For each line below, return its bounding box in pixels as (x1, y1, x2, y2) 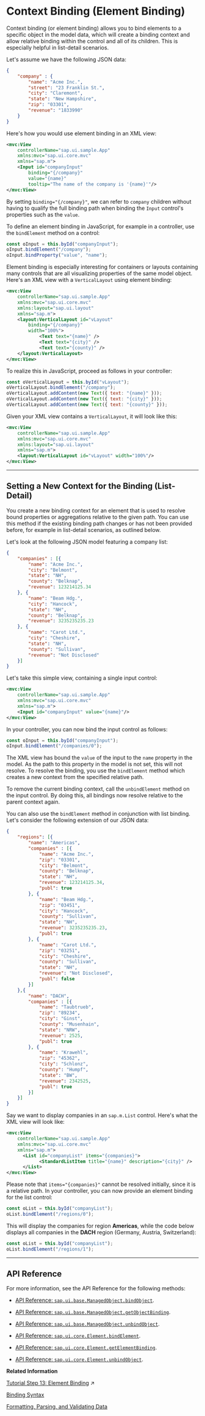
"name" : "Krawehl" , (38, 1049, 88, 1056)
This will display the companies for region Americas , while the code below (6, 1222, 194, 1229)
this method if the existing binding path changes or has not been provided (6, 520, 192, 527)
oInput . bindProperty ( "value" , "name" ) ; (6, 252, 108, 259)
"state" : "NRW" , (38, 1027, 81, 1033)
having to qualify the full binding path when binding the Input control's (6, 204, 184, 212)
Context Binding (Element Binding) (6, 4, 185, 18)
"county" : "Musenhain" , (38, 1021, 99, 1027)
